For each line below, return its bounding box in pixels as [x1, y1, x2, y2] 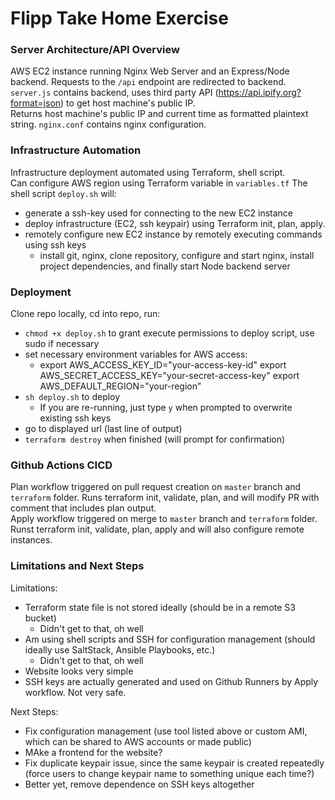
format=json [10, 97, 62, 109]
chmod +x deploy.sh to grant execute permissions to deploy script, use [24, 327, 315, 339]
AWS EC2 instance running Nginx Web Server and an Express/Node [10, 65, 290, 77]
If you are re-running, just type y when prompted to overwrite [39, 402, 293, 414]
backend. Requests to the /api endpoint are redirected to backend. [10, 76, 287, 88]
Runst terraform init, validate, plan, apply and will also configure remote [10, 523, 305, 536]
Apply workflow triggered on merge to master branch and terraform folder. [10, 513, 318, 525]
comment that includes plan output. [10, 502, 157, 514]
